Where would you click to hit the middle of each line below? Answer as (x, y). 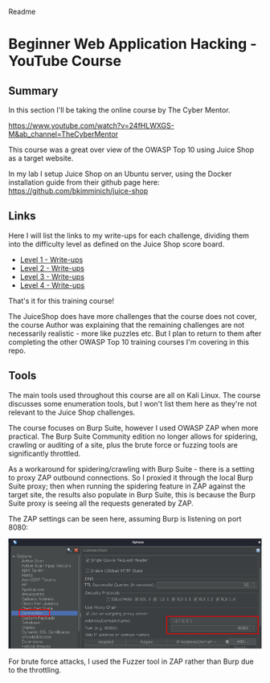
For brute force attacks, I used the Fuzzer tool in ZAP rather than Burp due (131, 661)
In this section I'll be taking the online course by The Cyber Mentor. (119, 110)
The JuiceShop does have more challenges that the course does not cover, (133, 316)
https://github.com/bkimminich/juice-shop (78, 191)
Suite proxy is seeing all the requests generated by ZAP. (101, 503)
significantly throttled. (45, 453)
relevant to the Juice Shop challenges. (72, 412)
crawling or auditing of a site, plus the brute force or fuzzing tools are (123, 444)
